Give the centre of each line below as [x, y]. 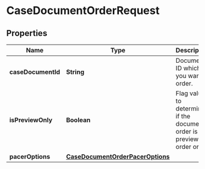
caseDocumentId [35, 72]
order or [188, 147]
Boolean [78, 120]
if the [183, 116]
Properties [27, 33]
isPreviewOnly [31, 120]
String [75, 72]
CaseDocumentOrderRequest [83, 11]
